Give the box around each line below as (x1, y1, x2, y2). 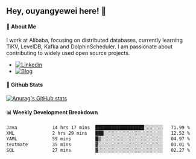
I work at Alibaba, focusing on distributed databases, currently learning (6, 36, 183, 44)
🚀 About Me (6, 22, 36, 30)
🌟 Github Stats (6, 81, 43, 88)
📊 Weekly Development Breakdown (6, 109, 98, 116)
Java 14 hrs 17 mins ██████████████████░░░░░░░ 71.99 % (6, 125, 190, 131)
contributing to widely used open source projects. (6, 49, 130, 56)
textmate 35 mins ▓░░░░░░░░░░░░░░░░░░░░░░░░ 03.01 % (6, 141, 190, 148)
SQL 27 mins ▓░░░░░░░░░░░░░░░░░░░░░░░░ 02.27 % (6, 147, 190, 153)
